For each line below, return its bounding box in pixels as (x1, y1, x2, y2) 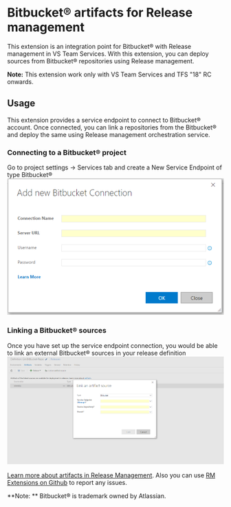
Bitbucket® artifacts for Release (7, 5, 193, 21)
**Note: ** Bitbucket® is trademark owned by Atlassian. (7, 492, 166, 500)
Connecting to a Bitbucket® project (7, 147, 127, 157)
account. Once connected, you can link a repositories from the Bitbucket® (7, 123, 217, 132)
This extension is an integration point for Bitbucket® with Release (7, 42, 191, 50)
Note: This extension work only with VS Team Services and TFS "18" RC (7, 70, 212, 79)
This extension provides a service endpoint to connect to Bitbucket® (7, 116, 201, 124)
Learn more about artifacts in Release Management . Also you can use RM (7, 471, 215, 479)
